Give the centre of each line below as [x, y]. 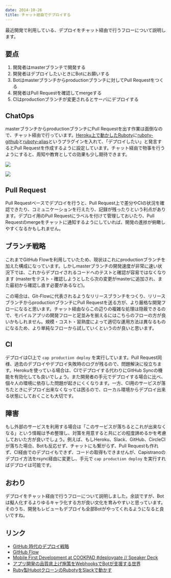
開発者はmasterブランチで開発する [49, 68]
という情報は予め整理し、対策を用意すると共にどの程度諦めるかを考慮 [92, 433]
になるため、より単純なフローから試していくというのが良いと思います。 [81, 328]
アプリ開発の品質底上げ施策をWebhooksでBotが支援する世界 [77, 563]
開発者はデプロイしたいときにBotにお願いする [61, 74]
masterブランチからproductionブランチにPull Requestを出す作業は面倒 [80, 129]
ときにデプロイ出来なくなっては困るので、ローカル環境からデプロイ [86, 389]
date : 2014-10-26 [24, 10]
